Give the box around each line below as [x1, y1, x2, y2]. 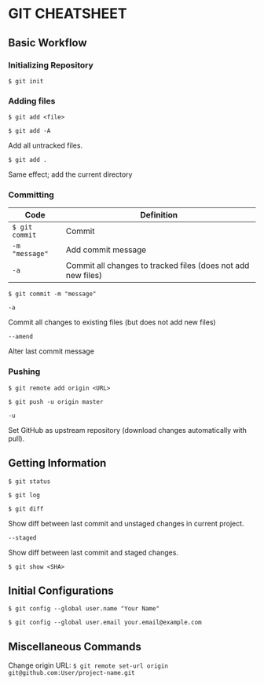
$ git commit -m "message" [8, 290, 97, 299]
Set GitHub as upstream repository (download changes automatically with [8, 425, 247, 434]
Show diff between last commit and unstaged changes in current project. [8, 518, 245, 528]
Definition [140, 210, 178, 221]
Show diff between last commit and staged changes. [8, 548, 179, 557]
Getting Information [8, 456, 107, 470]
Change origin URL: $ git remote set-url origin [8, 661, 169, 670]
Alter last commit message [8, 346, 94, 356]
